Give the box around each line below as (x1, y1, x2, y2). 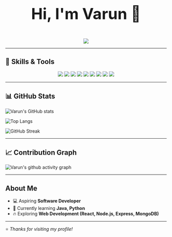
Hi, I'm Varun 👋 (31, 4, 141, 24)
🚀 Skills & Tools (5, 57, 55, 66)
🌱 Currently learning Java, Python (12, 205, 85, 211)
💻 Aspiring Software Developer (12, 198, 81, 204)
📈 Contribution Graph (5, 148, 77, 157)
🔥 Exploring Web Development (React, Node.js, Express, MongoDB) (12, 211, 159, 217)
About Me (5, 184, 37, 192)
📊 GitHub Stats (5, 92, 55, 101)
